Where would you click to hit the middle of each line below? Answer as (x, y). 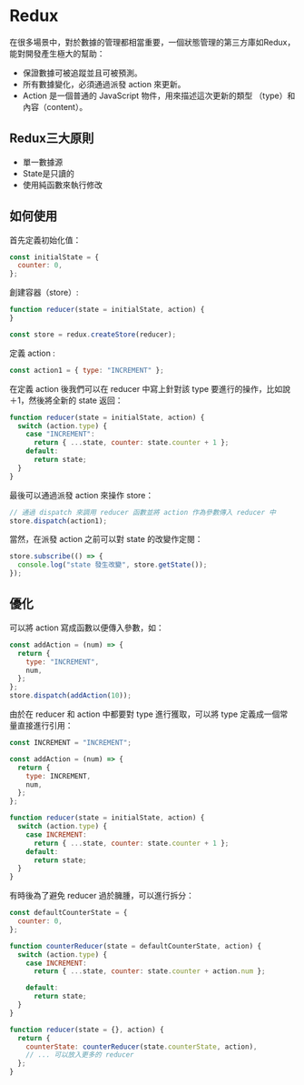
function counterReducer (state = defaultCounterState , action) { (135, 946)
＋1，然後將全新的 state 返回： (67, 400)
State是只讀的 (48, 173)
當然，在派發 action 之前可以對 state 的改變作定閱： (106, 539)
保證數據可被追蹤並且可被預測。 (82, 73)
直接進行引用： (45, 725)
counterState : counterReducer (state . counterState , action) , (142, 1047)
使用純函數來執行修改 (62, 185)
